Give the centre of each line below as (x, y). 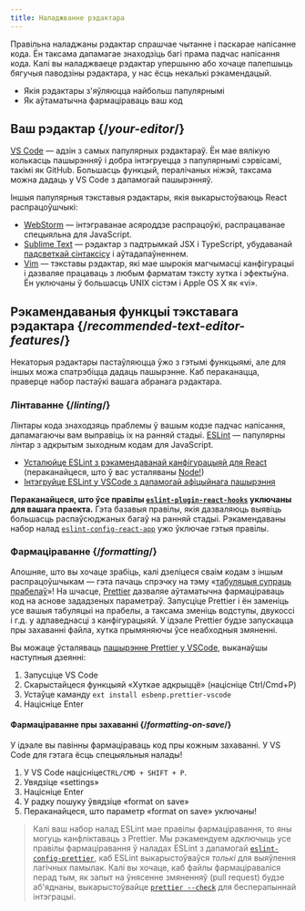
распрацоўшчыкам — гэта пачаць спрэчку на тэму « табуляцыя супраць (151, 581)
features (35, 340)
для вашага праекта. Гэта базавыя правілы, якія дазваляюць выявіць (146, 509)
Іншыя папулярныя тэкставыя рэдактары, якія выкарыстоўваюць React (149, 198)
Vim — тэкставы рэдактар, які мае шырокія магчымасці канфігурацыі (159, 264)
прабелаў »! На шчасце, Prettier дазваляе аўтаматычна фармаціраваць (147, 591)
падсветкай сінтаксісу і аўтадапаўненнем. (106, 254)
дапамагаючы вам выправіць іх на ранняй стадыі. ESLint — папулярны (148, 435)
